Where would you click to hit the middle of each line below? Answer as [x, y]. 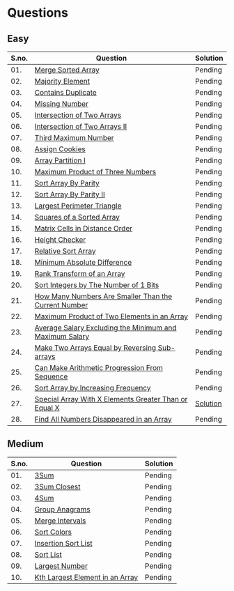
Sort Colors [53, 532]
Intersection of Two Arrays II [81, 126]
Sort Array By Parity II [70, 194]
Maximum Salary [62, 336]
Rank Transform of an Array [80, 274]
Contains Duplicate [66, 92]
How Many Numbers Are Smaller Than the [103, 296]
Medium [25, 444]
